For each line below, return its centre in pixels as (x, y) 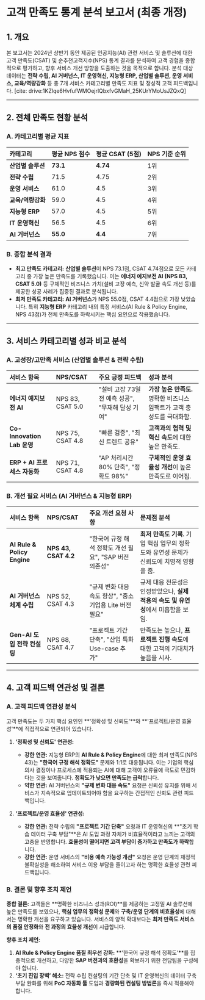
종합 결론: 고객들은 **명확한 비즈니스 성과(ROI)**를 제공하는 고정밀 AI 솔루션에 (100, 904)
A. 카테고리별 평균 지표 (38, 137)
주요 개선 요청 (108, 513)
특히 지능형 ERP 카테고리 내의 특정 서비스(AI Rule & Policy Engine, (108, 306)
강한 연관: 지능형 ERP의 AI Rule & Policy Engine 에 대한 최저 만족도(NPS (111, 755)
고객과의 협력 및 (170, 428)
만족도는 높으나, (161, 630)
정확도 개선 (112, 548)
